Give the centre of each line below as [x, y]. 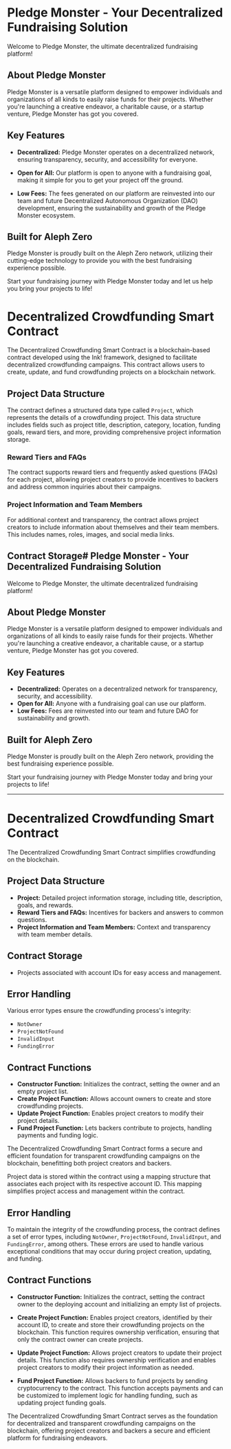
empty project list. [43, 1091]
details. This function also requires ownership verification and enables [117, 1360]
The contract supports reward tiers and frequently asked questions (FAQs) [112, 472]
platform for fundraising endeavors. [57, 1438]
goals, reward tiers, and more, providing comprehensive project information [114, 432]
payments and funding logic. [57, 1135]
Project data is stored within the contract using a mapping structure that [109, 1177]
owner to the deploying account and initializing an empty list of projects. [119, 1304]
